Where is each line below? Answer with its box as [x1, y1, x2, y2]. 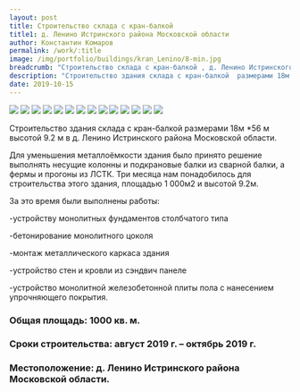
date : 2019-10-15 [9, 80, 74, 89]
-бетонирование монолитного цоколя [9, 230, 154, 241]
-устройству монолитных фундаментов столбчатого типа [9, 212, 229, 224]
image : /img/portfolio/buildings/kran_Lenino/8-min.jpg [9, 55, 221, 64]
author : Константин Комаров [9, 38, 114, 47]
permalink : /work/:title [9, 47, 102, 55]
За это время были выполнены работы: [9, 195, 161, 206]
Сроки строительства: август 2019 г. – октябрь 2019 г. [9, 337, 257, 350]
